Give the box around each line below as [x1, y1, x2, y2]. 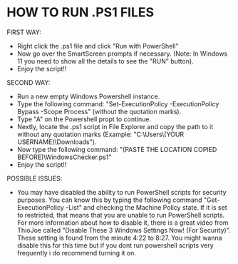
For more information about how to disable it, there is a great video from [16, 218, 229, 227]
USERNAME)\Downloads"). [16, 137, 97, 146]
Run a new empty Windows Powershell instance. [16, 92, 160, 101]
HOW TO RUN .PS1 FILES [6, 4, 155, 21]
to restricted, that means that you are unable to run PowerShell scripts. [16, 210, 225, 219]
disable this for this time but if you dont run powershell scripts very [16, 240, 214, 250]
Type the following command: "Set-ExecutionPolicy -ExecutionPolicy [16, 99, 219, 108]
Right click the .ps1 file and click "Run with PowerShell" [16, 41, 179, 50]
